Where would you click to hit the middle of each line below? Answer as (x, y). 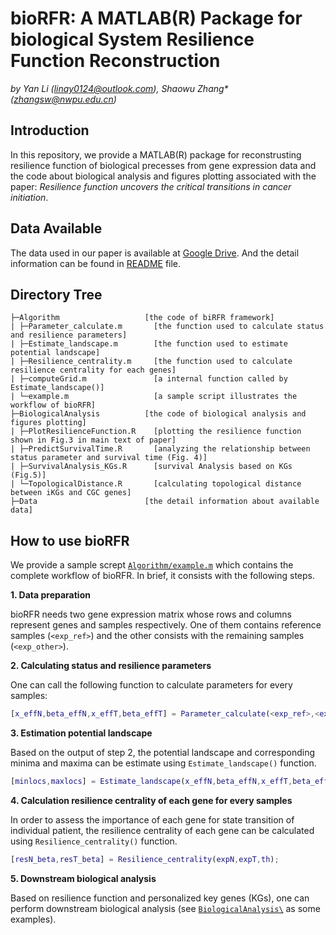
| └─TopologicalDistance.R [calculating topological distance (156, 484)
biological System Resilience (132, 39)
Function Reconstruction (115, 61)
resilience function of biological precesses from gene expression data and (163, 165)
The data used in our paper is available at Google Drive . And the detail (155, 253)
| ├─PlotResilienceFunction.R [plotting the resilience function (156, 432)
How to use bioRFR (70, 540)
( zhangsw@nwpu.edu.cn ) (63, 99)
